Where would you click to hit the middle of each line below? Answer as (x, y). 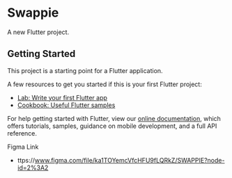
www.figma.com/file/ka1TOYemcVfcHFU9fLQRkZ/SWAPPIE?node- (130, 160)
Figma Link (23, 147)
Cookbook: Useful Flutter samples (66, 105)
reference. (22, 133)
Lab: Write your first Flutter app (62, 97)
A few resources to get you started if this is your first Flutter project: (105, 84)
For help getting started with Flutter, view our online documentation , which (114, 118)
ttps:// (26, 160)
